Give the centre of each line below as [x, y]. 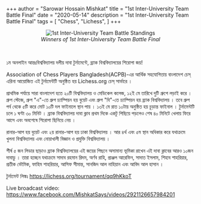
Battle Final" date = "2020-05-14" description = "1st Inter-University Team [98, 15]
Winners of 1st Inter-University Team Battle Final [100, 39]
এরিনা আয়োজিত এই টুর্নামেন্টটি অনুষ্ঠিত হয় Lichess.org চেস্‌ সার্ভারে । [69, 81]
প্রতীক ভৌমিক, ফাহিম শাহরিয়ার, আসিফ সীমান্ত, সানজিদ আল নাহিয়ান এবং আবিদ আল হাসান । [85, 164]
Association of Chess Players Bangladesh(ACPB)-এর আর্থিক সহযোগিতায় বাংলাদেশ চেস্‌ [99, 74]
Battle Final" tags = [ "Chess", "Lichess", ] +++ [64, 21]
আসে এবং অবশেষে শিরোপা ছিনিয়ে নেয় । [41, 120]
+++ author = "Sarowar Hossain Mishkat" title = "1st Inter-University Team [98, 9]
